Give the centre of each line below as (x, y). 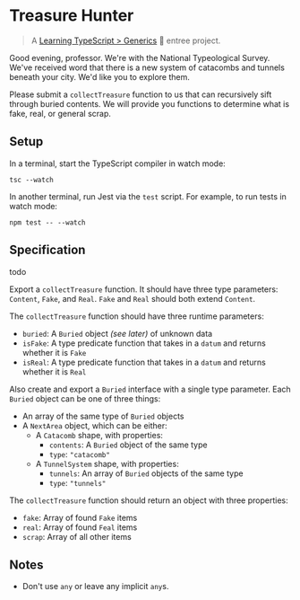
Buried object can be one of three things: (85, 398)
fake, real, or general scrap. (60, 113)
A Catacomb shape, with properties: (99, 435)
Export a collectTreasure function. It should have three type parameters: (144, 289)
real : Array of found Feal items (80, 527)
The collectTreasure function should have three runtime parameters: (137, 316)
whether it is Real (54, 371)
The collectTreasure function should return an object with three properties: (149, 500)
